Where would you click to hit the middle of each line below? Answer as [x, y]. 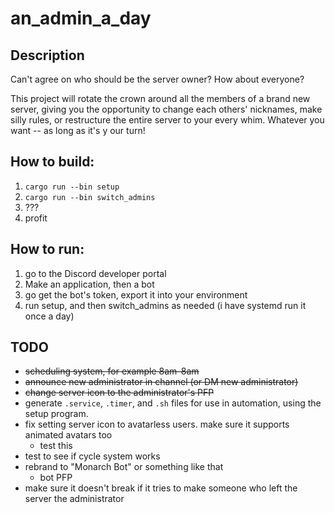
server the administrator [74, 499]
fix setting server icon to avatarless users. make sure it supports [157, 424]
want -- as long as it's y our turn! [78, 130]
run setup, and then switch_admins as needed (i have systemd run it [165, 305]
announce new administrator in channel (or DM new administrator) [161, 382]
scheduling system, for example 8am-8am [112, 371]
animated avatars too [68, 435]
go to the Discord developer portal [95, 273]
